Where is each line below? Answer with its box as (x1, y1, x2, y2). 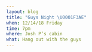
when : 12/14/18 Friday (6, 20, 63, 26)
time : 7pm (6, 25, 31, 32)
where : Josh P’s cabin (6, 31, 63, 37)
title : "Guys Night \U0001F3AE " (6, 14, 87, 20)
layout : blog (6, 8, 39, 15)
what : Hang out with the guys (6, 36, 82, 42)
